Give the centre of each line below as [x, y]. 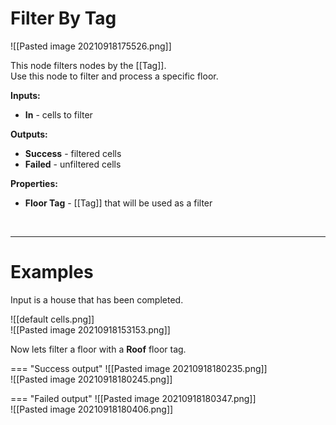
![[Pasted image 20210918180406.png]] [92, 409]
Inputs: [25, 95]
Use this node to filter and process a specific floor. [114, 76]
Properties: [34, 183]
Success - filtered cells [73, 153]
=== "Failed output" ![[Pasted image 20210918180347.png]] [133, 398]
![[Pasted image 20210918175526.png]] [91, 46]
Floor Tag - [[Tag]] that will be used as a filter [118, 203]
